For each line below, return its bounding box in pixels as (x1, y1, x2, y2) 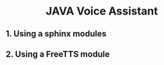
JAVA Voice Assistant (45, 4, 159, 18)
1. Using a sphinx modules (5, 29, 107, 39)
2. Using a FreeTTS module (5, 49, 110, 59)
